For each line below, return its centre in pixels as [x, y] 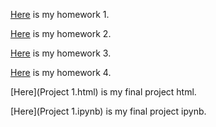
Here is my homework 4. [61, 72]
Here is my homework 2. [61, 33]
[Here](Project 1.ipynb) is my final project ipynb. [108, 111]
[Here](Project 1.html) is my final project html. [103, 92]
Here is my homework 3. [61, 53]
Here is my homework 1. [60, 14]
